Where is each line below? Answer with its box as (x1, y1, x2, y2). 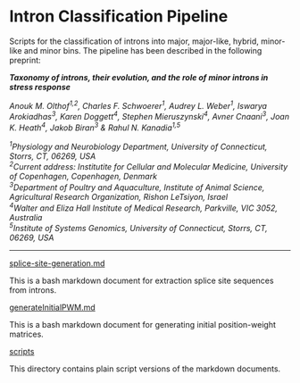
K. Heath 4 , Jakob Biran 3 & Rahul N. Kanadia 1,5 (9, 121, 181, 133)
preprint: (9, 54, 42, 65)
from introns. (9, 285, 57, 296)
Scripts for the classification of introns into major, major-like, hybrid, (9, 36, 259, 46)
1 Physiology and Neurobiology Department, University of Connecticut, (9, 139, 268, 152)
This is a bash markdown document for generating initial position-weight (9, 320, 277, 330)
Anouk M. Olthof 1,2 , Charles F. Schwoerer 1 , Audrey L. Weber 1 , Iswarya (9, 98, 268, 111)
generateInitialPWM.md (9, 302, 96, 313)
